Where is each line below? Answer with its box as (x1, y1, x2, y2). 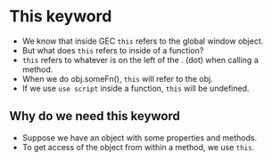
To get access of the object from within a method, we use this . (21, 141, 255, 152)
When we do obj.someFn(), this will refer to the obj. (21, 73, 213, 84)
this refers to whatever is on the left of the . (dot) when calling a (21, 54, 259, 65)
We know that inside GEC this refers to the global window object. (21, 36, 264, 46)
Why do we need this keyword (9, 109, 181, 124)
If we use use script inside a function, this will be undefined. (21, 83, 250, 93)
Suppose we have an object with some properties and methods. (21, 132, 257, 143)
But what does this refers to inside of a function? (21, 44, 204, 55)
